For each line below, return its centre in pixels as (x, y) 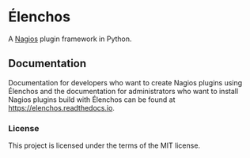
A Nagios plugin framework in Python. (70, 39)
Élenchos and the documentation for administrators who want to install (123, 91)
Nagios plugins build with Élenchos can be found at (92, 100)
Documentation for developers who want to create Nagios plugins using (125, 82)
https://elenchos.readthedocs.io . (61, 107)
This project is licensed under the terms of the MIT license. (104, 145)
